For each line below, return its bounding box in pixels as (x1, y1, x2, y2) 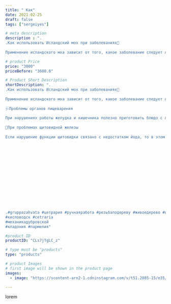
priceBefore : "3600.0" (5, 68, 53, 74)
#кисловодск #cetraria (5, 214, 53, 219)
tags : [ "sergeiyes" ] (5, 21, 49, 27)
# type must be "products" (5, 247, 63, 253)
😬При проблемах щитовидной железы (5, 125, 79, 130)
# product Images (5, 261, 42, 266)
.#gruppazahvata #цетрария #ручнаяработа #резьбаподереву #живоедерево (5, 210, 160, 215)
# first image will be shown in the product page (5, 266, 113, 271)
